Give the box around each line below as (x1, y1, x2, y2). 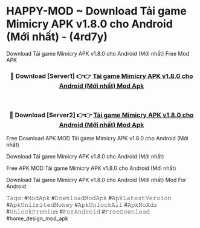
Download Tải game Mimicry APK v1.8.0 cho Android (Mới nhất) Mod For (6, 176, 187, 183)
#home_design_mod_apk (6, 215, 68, 222)
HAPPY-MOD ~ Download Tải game (6, 4, 187, 18)
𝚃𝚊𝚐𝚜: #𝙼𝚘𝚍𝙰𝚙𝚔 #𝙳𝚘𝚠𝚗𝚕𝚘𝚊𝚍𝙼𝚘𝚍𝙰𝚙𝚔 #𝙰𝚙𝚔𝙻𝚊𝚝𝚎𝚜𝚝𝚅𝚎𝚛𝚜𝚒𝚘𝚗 (6, 194, 172, 201)
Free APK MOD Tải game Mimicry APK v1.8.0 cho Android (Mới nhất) (6, 164, 176, 172)
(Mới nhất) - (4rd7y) (6, 30, 108, 44)
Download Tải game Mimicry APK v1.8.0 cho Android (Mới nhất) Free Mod (6, 50, 189, 57)
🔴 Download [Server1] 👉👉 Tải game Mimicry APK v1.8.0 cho (10, 71, 193, 80)
